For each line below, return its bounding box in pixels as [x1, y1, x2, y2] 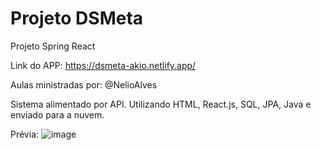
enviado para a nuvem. [10, 108, 105, 121]
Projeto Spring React [10, 40, 96, 52]
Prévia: [10, 128, 40, 140]
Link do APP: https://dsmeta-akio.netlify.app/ [10, 59, 197, 71]
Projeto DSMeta [10, 7, 144, 30]
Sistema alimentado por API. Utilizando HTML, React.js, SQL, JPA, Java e [10, 98, 312, 110]
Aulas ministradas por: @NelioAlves [10, 78, 158, 91]
